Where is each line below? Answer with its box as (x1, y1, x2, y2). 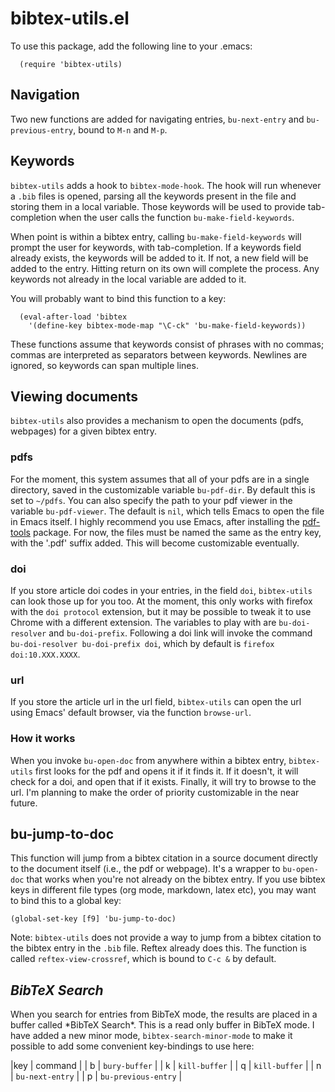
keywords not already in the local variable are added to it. (10, 273, 247, 285)
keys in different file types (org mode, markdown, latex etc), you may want (10, 884, 317, 896)
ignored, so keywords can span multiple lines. (10, 359, 199, 371)
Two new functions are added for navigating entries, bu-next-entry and (10, 113, 305, 125)
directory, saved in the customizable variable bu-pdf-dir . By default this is (10, 483, 316, 496)
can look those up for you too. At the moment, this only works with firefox (10, 595, 313, 607)
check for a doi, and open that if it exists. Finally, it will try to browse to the (10, 775, 317, 787)
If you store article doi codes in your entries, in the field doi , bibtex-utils (10, 584, 313, 596)
